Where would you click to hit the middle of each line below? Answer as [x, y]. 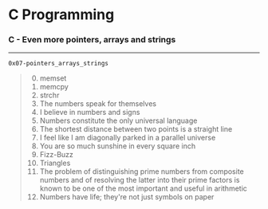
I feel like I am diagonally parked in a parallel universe [128, 138]
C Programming [61, 15]
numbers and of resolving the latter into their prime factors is [140, 180]
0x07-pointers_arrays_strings [59, 64]
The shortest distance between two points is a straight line [136, 129]
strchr [49, 95]
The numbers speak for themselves [98, 104]
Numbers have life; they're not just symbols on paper [127, 197]
